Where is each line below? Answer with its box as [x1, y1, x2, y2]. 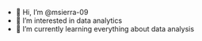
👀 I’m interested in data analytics [15, 16, 123, 25]
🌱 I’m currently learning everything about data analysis [15, 24, 195, 33]
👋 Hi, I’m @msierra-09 [15, 8, 89, 17]
